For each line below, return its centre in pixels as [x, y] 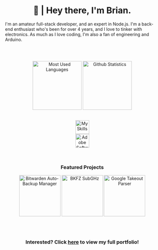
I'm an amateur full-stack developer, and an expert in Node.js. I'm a [73, 24]
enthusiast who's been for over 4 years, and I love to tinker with [78, 29]
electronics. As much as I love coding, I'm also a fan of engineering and [77, 34]
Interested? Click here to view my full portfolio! [82, 242]
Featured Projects [82, 167]
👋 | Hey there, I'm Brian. [82, 10]
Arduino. [14, 40]
